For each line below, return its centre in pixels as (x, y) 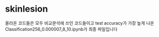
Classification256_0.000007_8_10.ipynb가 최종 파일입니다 (61, 29)
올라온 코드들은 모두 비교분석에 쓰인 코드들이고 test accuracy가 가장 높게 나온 (80, 23)
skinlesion (26, 9)
